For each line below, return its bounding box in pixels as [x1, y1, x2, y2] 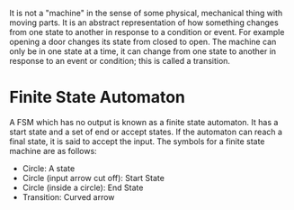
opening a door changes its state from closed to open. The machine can [9, 36, 277, 47]
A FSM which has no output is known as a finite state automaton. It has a [9, 116, 279, 127]
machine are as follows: [9, 145, 97, 156]
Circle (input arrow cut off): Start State [22, 172, 165, 183]
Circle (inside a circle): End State [22, 182, 144, 193]
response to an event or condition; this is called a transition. [9, 56, 231, 66]
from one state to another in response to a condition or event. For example [9, 27, 285, 37]
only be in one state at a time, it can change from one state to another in [9, 46, 277, 57]
